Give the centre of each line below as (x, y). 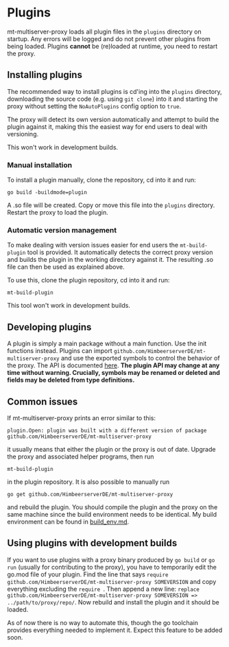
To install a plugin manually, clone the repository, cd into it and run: (102, 180)
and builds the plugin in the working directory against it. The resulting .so (110, 260)
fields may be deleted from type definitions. (71, 380)
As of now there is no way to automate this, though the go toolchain (103, 622)
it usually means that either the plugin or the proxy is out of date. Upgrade (111, 449)
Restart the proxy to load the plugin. (58, 212)
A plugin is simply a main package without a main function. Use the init (107, 343)
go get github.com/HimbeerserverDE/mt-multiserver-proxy (90, 494)
